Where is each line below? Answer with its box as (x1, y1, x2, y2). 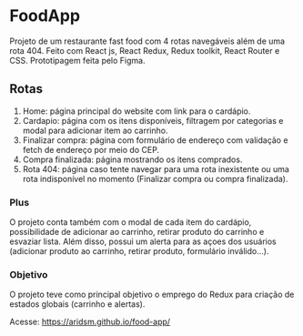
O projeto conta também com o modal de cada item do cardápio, (9, 217, 252, 228)
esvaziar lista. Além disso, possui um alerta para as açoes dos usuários (9, 236, 278, 247)
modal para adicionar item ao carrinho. (22, 125, 168, 136)
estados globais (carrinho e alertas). (9, 299, 146, 310)
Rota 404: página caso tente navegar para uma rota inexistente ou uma (22, 163, 289, 174)
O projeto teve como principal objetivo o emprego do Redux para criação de (9, 289, 295, 300)
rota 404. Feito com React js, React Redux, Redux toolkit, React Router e (9, 45, 280, 56)
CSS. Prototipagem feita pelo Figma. (9, 55, 146, 66)
